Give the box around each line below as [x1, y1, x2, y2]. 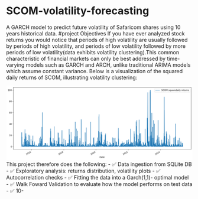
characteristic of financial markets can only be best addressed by [6, 55, 166, 62]
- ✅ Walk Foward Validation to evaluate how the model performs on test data [6, 181, 193, 188]
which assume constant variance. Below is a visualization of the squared [6, 67, 183, 74]
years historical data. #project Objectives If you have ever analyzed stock [6, 30, 185, 37]
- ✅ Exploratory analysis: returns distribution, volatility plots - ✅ [6, 167, 161, 175]
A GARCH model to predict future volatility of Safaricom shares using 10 [6, 24, 181, 31]
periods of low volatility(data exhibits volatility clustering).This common [6, 48, 179, 56]
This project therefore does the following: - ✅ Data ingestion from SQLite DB [6, 161, 192, 168]
